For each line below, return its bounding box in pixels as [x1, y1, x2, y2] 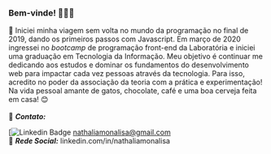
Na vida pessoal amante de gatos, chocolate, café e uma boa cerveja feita [8, 86, 257, 96]
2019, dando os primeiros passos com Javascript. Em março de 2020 [8, 34, 242, 44]
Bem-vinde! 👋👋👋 [8, 7, 75, 19]
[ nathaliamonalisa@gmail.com [8, 127, 171, 137]
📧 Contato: [8, 112, 46, 122]
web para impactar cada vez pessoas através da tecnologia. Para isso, [8, 69, 246, 79]
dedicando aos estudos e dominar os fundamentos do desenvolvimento [8, 60, 250, 70]
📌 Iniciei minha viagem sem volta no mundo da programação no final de [8, 26, 249, 36]
